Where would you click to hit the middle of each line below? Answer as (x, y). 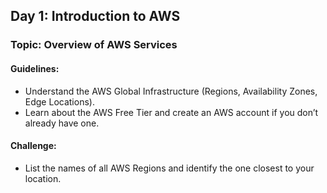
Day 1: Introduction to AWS (95, 16)
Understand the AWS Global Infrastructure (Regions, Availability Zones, (171, 91)
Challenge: (33, 146)
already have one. (62, 123)
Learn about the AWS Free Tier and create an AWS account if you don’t (171, 112)
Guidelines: (35, 68)
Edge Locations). (59, 101)
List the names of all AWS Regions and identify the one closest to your (169, 168)
